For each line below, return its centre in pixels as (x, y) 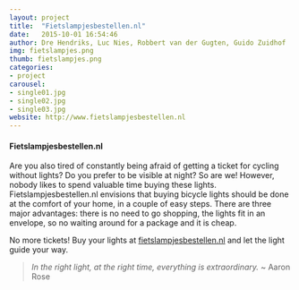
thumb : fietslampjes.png (56, 59)
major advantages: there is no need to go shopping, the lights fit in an (137, 213)
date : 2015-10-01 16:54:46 (64, 34)
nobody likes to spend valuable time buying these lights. (113, 185)
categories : (31, 68)
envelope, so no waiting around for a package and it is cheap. (123, 223)
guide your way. (39, 250)
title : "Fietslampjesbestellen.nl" (77, 26)
